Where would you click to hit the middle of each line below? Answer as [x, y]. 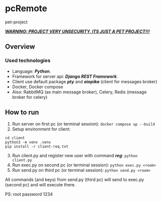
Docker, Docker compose [37, 87]
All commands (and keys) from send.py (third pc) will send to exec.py [75, 180]
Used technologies [28, 60]
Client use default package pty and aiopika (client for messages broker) [85, 81]
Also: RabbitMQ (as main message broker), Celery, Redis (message [79, 92]
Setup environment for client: [41, 129]
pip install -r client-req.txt [37, 147]
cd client [15, 138]
